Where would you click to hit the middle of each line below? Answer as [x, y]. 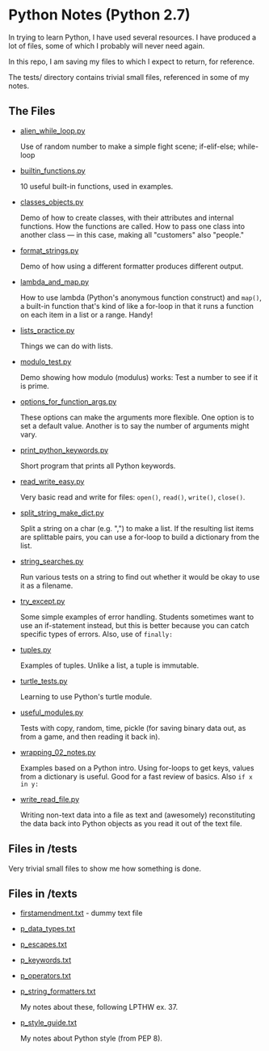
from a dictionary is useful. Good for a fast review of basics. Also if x [136, 776]
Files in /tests [43, 849]
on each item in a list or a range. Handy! [86, 314]
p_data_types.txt [48, 929]
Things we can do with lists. [66, 346]
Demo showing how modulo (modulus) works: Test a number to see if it [139, 377]
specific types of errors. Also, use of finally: [97, 634]
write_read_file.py [49, 799]
